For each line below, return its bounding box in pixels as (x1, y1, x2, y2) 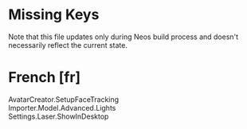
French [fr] (8, 68, 81, 87)
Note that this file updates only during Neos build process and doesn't (8, 32, 239, 41)
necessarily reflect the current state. (8, 40, 127, 49)
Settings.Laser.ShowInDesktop (8, 111, 109, 121)
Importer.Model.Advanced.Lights (8, 103, 116, 112)
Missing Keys (8, 6, 100, 24)
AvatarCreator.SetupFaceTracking (8, 94, 120, 104)
